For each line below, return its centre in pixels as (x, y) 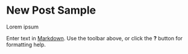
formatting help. (26, 45)
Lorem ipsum (23, 27)
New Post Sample (51, 10)
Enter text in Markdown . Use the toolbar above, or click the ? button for (94, 38)
